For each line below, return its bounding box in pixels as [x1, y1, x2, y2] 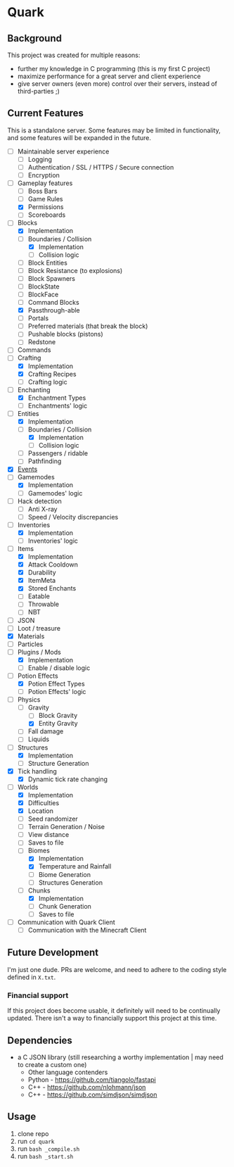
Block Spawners [27, 274, 76, 282]
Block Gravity [38, 712, 78, 720]
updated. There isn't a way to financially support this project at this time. [7, 1014, 217, 1023]
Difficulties [27, 798, 60, 807]
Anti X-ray [27, 505, 58, 513]
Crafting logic [27, 377, 68, 386]
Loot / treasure [17, 624, 61, 632]
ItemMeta [27, 576, 56, 585]
